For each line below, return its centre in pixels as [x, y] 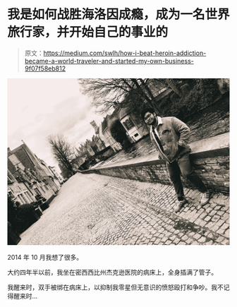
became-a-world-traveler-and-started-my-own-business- [109, 61]
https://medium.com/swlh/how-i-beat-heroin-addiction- [125, 53]
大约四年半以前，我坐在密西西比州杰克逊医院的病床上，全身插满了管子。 [112, 272]
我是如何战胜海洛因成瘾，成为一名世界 [119, 14]
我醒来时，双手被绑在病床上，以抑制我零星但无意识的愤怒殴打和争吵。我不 [115, 287]
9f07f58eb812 [45, 68]
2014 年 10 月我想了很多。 [45, 257]
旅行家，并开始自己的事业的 [88, 32]
